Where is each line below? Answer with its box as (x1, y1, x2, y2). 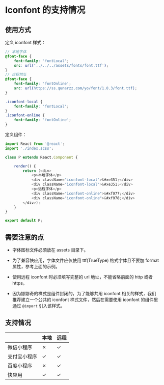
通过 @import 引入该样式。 (12, 302, 65, 308)
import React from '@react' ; (5, 141, 65, 146)
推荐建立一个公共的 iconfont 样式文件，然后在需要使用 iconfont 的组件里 (12, 297, 158, 302)
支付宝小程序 (7, 353, 38, 360)
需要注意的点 (5, 233, 44, 241)
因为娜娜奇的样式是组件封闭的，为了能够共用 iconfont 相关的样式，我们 (12, 290, 156, 296)
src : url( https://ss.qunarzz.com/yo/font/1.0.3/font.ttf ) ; (14, 86, 137, 91)
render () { (14, 164, 36, 168)
